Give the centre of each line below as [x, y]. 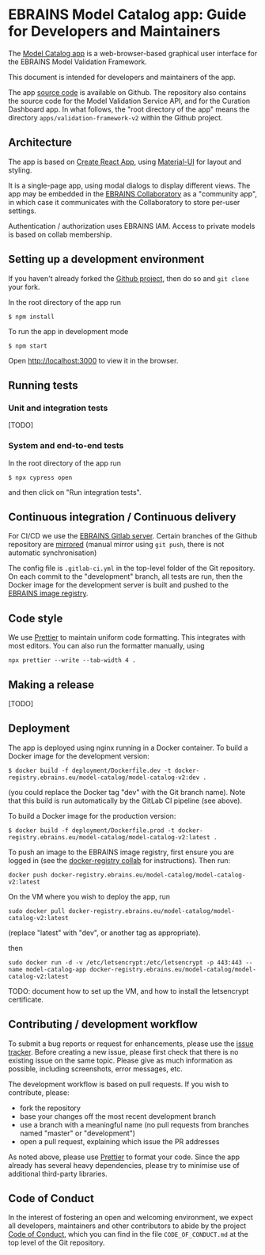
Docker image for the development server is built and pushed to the [119, 585]
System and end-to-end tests [66, 446]
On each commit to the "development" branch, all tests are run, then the [126, 576]
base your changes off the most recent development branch [117, 1116]
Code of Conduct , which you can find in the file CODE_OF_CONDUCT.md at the [129, 1234]
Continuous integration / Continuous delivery [122, 517]
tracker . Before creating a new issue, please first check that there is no [123, 1052]
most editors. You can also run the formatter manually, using [106, 646]
